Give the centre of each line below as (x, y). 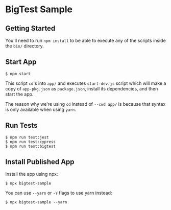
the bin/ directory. (25, 46)
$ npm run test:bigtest (31, 146)
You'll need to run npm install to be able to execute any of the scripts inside (86, 40)
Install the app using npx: (32, 174)
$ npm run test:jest (27, 137)
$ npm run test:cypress (31, 142)
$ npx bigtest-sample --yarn (36, 202)
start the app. (19, 94)
